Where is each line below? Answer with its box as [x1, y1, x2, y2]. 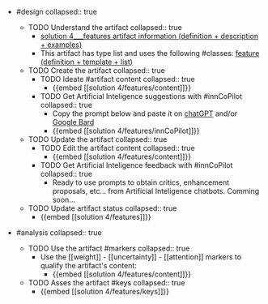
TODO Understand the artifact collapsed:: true [28, 23, 182, 32]
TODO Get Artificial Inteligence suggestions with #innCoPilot [40, 92, 243, 101]
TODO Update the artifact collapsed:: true [28, 135, 168, 144]
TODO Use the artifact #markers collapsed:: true [28, 243, 190, 253]
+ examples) [40, 40, 83, 49]
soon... [52, 195, 75, 204]
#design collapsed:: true [15, 7, 97, 16]
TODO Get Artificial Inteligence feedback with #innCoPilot [40, 161, 233, 169]
